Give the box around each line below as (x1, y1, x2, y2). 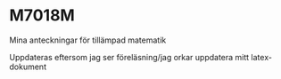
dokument (9, 61, 47, 72)
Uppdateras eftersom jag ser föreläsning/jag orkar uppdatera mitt (9, 51, 250, 62)
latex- (251, 51, 272, 62)
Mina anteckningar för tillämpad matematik (9, 35, 167, 45)
